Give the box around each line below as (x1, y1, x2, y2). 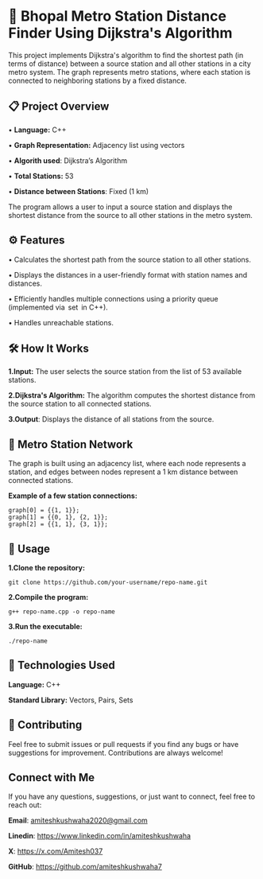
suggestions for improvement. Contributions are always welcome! (8, 748, 224, 757)
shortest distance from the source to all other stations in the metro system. (8, 210, 253, 220)
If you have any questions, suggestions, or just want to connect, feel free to (8, 791, 256, 802)
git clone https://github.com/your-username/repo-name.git (8, 578, 208, 586)
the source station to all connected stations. (8, 399, 153, 409)
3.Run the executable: (8, 622, 83, 631)
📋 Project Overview (8, 99, 110, 114)
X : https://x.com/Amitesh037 (8, 846, 103, 856)
